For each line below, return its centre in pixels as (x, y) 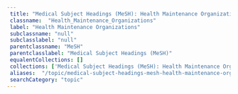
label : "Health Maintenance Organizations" (75, 27)
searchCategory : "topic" (46, 80)
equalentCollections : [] (46, 60)
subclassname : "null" (42, 34)
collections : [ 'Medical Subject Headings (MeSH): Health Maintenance (115, 66)
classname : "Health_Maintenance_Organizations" (83, 20)
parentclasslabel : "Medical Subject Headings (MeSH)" (91, 54)
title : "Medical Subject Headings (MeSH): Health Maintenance (104, 14)
